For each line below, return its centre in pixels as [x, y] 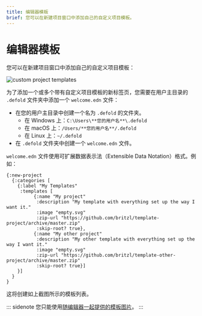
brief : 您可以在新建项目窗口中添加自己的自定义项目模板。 [70, 18]
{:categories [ [31, 181]
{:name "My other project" [68, 234]
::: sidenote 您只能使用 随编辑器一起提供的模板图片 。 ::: [75, 307]
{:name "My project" [60, 197]
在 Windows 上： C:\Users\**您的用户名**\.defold [86, 121]
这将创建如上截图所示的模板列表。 [49, 294]
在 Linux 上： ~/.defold [53, 136]
